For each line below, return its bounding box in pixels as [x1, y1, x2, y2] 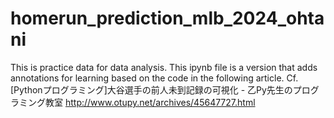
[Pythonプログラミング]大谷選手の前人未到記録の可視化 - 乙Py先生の [10, 83, 293, 96]
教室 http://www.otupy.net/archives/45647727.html [44, 96, 256, 108]
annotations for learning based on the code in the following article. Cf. [10, 72, 299, 84]
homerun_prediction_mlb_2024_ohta [10, 7, 325, 30]
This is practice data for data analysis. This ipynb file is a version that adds [10, 61, 318, 73]
